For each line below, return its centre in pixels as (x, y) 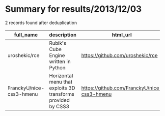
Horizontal (61, 76)
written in (60, 61)
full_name (26, 34)
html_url (122, 34)
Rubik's (57, 43)
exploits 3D (62, 88)
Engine (57, 55)
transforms (62, 94)
